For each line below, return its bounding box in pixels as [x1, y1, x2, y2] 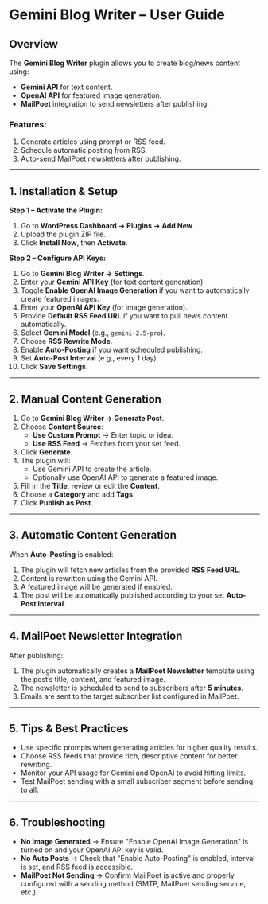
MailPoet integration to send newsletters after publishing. [20, 99, 210, 108]
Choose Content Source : [20, 422, 104, 431]
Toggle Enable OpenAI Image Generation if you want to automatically [20, 286, 250, 295]
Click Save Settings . [20, 362, 88, 372]
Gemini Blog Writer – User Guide [9, 6, 225, 24]
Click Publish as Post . [20, 497, 94, 507]
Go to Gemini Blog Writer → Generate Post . [20, 413, 165, 423]
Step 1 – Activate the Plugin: [9, 205, 103, 216]
